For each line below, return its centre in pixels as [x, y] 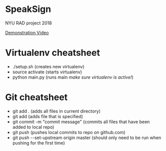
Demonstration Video [27, 32]
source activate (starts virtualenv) [47, 72]
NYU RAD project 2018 [28, 23]
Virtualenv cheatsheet [52, 53]
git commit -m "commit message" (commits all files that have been [81, 122]
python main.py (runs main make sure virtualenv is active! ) [73, 77]
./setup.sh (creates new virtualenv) [48, 66]
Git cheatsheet [36, 97]
